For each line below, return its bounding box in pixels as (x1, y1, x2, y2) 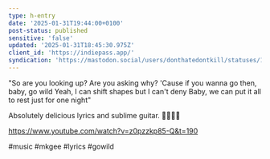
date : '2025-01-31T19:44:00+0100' (8, 19, 125, 27)
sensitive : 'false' (8, 34, 74, 42)
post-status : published (8, 26, 88, 34)
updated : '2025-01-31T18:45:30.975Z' (8, 42, 135, 50)
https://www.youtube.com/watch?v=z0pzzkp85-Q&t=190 (8, 125, 198, 136)
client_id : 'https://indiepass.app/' (8, 49, 135, 57)
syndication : (8, 57, 52, 65)
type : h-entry (8, 11, 56, 20)
